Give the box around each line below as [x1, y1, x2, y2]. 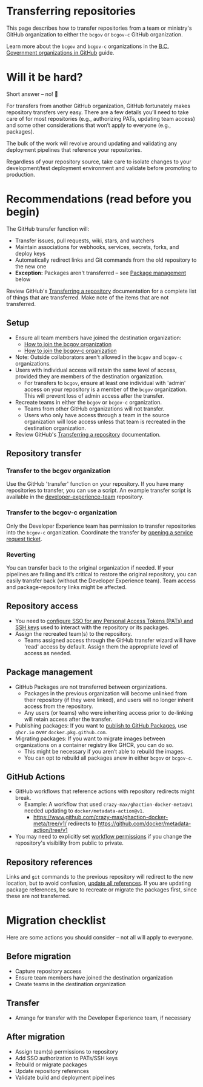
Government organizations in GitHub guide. [6, 49, 115, 56]
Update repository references [15, 1067, 89, 1074]
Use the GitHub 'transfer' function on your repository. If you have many [6, 480, 184, 488]
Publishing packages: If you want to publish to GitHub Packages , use [15, 721, 187, 729]
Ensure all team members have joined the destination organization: [15, 334, 182, 341]
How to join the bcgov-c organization [24, 347, 117, 354]
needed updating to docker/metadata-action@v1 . [24, 807, 144, 814]
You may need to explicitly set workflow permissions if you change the [15, 833, 192, 840]
